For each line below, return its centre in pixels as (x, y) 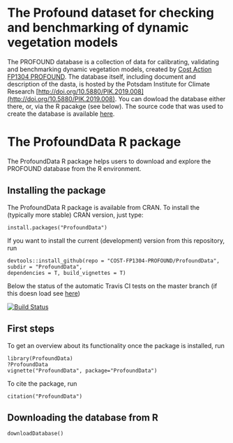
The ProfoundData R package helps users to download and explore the (109, 161)
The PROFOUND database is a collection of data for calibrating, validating (113, 61)
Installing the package (57, 191)
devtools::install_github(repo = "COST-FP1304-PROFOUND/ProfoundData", (113, 261)
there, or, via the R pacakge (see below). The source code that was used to (115, 106)
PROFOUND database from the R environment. (74, 168)
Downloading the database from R (83, 418)
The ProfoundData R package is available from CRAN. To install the (104, 207)
